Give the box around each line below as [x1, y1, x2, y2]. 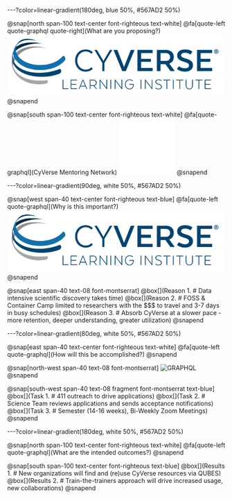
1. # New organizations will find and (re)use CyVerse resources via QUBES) [7, 468, 222, 477]
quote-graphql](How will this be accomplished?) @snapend [7, 350, 177, 358]
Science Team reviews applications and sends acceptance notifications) [7, 399, 214, 407]
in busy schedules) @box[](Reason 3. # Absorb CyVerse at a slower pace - [7, 308, 222, 316]
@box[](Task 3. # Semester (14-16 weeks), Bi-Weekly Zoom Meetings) [7, 406, 208, 415]
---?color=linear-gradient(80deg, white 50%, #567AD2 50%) [7, 329, 181, 337]
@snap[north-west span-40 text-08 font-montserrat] [7, 364, 159, 372]
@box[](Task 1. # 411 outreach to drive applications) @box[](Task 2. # [7, 391, 206, 400]
